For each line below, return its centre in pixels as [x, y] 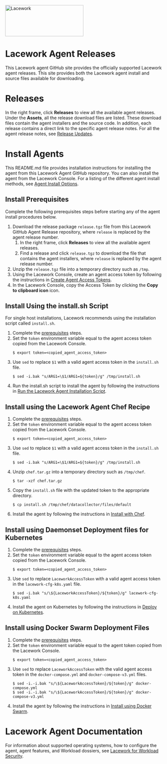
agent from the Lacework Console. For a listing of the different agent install [82, 178]
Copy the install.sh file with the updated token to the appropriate [81, 490]
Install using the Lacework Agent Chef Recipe [78, 407]
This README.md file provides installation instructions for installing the [78, 168]
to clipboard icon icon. [36, 290]
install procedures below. [31, 217]
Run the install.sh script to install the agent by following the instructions [86, 386]
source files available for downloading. [45, 78]
